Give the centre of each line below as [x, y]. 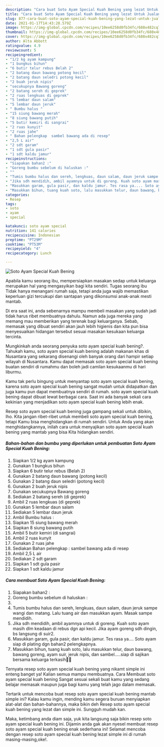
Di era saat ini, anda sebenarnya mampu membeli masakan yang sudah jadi [81, 311]
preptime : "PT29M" [24, 240]
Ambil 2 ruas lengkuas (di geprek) [46, 502]
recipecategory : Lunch [28, 253]
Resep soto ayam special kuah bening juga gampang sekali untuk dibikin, [79, 411]
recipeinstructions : [27, 158]
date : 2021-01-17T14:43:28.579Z [38, 23]
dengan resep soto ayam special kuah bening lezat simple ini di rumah [76, 734]
